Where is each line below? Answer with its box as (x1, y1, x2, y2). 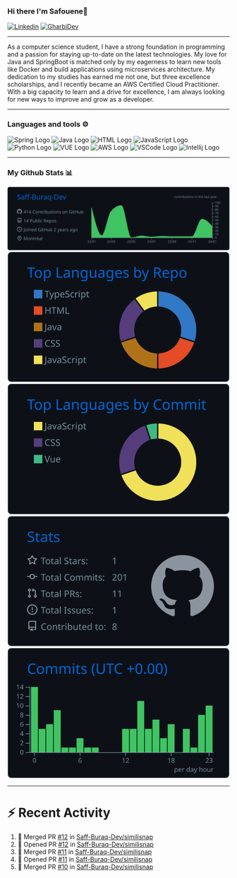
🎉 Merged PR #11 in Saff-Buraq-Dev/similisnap (17, 848, 152, 856)
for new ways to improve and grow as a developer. (7, 95, 154, 104)
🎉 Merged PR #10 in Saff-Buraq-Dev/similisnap (17, 862, 154, 871)
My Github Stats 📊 (7, 167, 73, 177)
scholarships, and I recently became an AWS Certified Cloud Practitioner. (7, 80, 220, 89)
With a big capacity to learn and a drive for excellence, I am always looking (7, 88, 225, 96)
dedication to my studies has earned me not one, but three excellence (7, 73, 211, 81)
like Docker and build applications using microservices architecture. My (7, 65, 215, 73)
